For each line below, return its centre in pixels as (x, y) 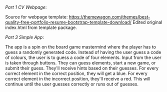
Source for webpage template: (36, 17)
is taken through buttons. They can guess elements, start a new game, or (80, 63)
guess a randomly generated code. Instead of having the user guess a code (83, 52)
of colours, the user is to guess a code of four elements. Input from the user (83, 57)
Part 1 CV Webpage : (26, 7)
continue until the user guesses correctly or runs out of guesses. (72, 84)
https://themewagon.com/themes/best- (109, 17)
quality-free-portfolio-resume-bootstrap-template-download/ (68, 22)
